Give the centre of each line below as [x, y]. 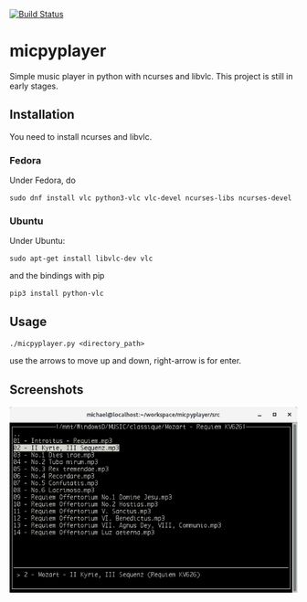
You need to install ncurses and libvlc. [81, 136]
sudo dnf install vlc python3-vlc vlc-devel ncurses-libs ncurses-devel [151, 198]
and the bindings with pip [57, 276]
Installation [42, 115]
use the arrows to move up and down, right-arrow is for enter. [126, 361]
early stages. [34, 86]
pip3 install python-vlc [57, 294]
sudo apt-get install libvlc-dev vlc [81, 259]
